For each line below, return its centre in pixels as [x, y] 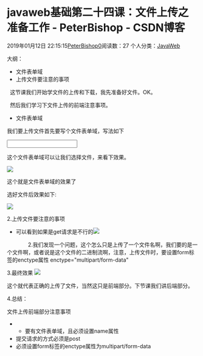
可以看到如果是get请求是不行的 [54, 231]
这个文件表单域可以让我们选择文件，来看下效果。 [68, 157]
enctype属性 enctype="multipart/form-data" [73, 260]
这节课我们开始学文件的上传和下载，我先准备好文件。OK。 [83, 92]
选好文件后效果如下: [32, 194]
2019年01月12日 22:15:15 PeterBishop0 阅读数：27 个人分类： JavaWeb [94, 46]
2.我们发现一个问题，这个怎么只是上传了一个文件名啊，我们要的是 [110, 245]
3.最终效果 [20, 273]
